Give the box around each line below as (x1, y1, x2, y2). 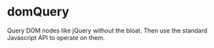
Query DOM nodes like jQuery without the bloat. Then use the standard (7, 26, 208, 34)
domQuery (7, 4, 70, 20)
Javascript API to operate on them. (7, 33, 105, 41)
